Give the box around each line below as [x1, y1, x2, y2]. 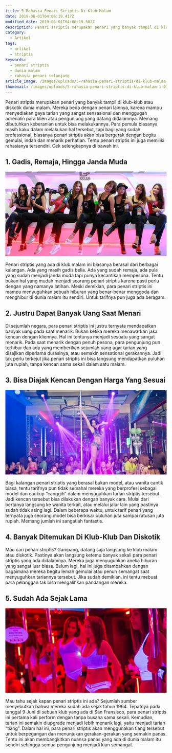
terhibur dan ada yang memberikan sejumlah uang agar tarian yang [5, 345, 147, 351]
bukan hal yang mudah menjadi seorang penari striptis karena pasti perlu [5, 278, 160, 284]
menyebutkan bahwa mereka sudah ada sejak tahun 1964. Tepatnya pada [5, 703, 161, 709]
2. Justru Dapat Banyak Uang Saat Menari [5, 309, 141, 318]
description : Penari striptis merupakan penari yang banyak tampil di [5, 25, 159, 30]
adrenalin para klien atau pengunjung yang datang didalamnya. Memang [5, 115, 158, 121]
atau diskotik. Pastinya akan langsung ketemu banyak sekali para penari [5, 552, 157, 558]
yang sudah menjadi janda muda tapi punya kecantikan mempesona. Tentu [5, 273, 163, 278]
